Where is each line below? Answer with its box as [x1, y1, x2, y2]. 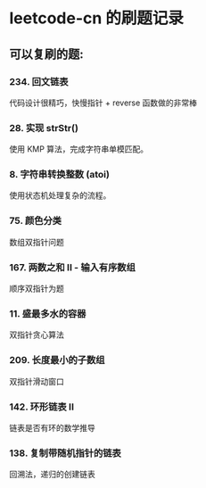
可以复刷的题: [9, 46, 85, 62]
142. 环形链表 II [9, 401, 74, 413]
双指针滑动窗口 [9, 376, 64, 386]
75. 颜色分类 [9, 215, 62, 227]
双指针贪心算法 [9, 329, 64, 340]
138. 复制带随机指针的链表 [9, 447, 122, 459]
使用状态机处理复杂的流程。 [9, 190, 111, 201]
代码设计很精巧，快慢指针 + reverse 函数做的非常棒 [9, 97, 198, 108]
